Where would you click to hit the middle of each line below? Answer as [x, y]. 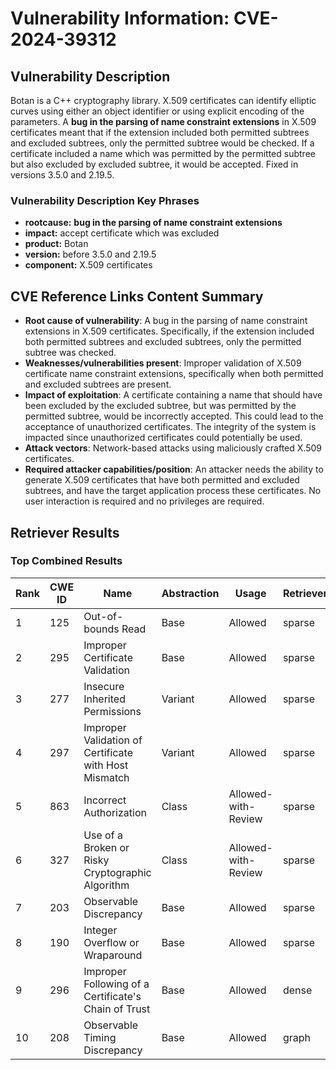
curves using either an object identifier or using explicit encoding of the [157, 111]
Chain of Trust [117, 1009]
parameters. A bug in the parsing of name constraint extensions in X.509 [163, 121]
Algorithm [106, 885]
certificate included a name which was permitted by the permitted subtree [163, 153]
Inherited [104, 699]
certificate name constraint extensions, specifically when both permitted [174, 374]
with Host [106, 765]
